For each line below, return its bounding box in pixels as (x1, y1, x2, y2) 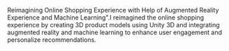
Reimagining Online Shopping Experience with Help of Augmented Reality (7, 6, 219, 14)
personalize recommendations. (7, 36, 96, 44)
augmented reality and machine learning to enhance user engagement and (7, 28, 222, 36)
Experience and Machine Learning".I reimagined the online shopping (7, 13, 205, 22)
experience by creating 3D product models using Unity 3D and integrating (7, 21, 220, 29)
